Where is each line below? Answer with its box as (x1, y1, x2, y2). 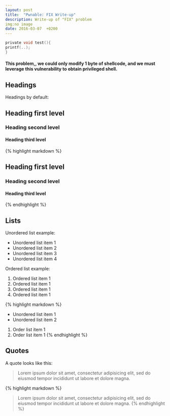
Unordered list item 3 (12, 251, 57, 256)
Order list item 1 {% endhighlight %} (12, 332, 88, 338)
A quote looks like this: (5, 360, 53, 366)
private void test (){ (5, 40, 51, 46)
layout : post (5, 7, 33, 13)
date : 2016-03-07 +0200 (5, 26, 58, 31)
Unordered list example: (5, 230, 56, 236)
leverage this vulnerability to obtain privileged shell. (5, 66, 118, 72)
